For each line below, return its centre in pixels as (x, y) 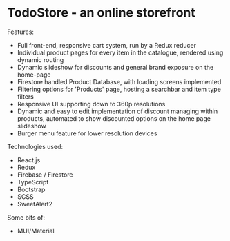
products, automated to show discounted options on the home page (114, 118)
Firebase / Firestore (45, 175)
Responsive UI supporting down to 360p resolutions (91, 104)
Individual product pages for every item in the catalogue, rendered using (120, 52)
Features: (21, 32)
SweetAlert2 (35, 204)
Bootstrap (31, 189)
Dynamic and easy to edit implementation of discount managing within (117, 111)
